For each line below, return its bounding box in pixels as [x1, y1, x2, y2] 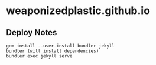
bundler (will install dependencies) [6, 48, 99, 54]
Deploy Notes [6, 28, 57, 37]
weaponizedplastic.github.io [6, 4, 151, 18]
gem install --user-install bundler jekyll [6, 43, 115, 49]
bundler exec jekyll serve [6, 53, 73, 59]
